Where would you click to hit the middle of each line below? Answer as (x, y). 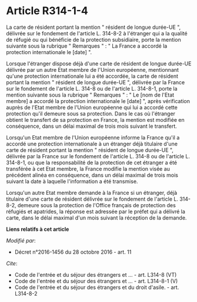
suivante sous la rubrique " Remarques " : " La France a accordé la (87, 46)
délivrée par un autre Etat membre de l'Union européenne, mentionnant (93, 69)
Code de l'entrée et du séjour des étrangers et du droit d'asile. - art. (97, 287)
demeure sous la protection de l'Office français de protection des (97, 205)
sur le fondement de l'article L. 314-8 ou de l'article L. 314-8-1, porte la (92, 88)
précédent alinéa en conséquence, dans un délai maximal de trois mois (92, 175)
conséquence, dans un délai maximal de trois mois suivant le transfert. (92, 126)
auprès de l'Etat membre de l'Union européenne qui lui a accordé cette (92, 107)
